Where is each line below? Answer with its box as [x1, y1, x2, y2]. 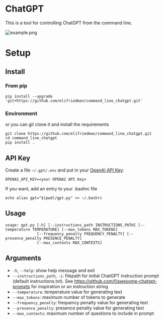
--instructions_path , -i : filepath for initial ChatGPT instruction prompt [12, 273, 159, 279]
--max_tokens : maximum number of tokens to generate [12, 294, 126, 300]
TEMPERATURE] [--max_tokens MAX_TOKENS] [32, 227, 118, 232]
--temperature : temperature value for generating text [12, 289, 122, 295]
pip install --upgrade [5, 94, 53, 99]
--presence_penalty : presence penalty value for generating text [12, 305, 144, 311]
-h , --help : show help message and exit [12, 267, 95, 273]
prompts [12, 283, 30, 289]
